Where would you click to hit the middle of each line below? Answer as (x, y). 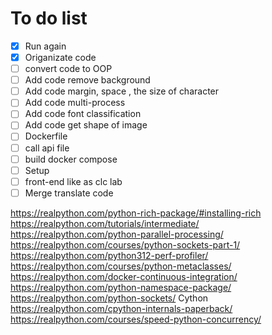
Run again (45, 46)
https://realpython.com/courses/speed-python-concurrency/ (136, 319)
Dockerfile (46, 136)
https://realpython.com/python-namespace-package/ (121, 287)
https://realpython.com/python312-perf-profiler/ (109, 255)
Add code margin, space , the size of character (122, 91)
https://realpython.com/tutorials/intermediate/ (105, 223)
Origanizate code (60, 57)
